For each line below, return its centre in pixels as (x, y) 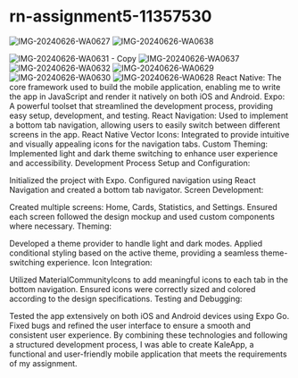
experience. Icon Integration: (100, 262)
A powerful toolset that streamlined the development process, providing (141, 105)
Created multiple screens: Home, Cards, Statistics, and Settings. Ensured (144, 206)
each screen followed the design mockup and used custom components (142, 216)
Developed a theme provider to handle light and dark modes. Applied (136, 243)
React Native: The (249, 77)
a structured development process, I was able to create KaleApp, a (132, 344)
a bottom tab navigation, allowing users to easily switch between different (145, 125)
